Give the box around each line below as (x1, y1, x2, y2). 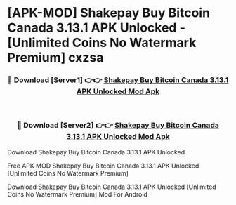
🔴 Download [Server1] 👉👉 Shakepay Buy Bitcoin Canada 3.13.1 (7, 75, 229, 85)
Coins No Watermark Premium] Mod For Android (7, 190, 147, 198)
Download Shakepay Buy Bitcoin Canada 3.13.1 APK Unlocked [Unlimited (7, 183, 216, 191)
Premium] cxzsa (7, 50, 104, 66)
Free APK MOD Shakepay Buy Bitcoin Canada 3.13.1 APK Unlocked (7, 161, 199, 170)
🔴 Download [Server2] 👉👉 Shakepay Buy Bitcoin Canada (17, 121, 219, 131)
